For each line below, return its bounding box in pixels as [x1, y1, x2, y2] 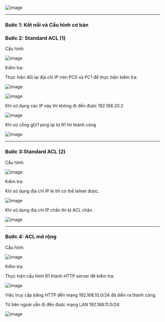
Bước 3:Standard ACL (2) [5, 148, 66, 155]
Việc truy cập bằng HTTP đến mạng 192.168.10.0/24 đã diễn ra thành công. [5, 292, 157, 298]
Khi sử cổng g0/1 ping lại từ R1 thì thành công [5, 122, 97, 128]
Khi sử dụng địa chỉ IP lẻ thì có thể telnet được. [5, 188, 100, 194]
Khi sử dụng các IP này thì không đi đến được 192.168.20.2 [5, 103, 124, 109]
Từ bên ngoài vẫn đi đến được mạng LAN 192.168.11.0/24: [5, 301, 120, 307]
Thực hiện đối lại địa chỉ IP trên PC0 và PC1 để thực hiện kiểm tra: [5, 74, 138, 80]
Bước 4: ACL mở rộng [5, 233, 57, 240]
